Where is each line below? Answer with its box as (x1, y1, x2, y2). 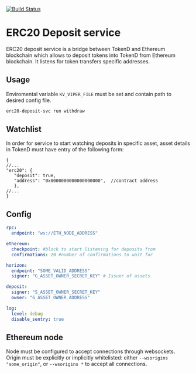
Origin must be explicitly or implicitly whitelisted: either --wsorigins (6, 354, 169, 361)
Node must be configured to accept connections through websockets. (6, 348, 176, 355)
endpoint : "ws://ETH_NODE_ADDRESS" (11, 230, 98, 236)
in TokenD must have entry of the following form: (6, 146, 124, 153)
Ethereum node (6, 332, 63, 343)
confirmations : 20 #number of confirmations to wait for (11, 252, 153, 257)
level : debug (11, 311, 43, 317)
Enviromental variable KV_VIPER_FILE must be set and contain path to (6, 90, 171, 97)
